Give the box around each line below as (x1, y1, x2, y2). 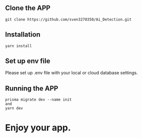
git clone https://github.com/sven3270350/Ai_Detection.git (5, 17, 132, 22)
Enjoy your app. (5, 122, 71, 134)
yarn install (5, 43, 32, 48)
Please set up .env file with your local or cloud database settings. (5, 70, 138, 76)
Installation (5, 31, 41, 39)
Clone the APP (5, 4, 50, 12)
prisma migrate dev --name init (5, 97, 72, 103)
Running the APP (5, 84, 58, 93)
